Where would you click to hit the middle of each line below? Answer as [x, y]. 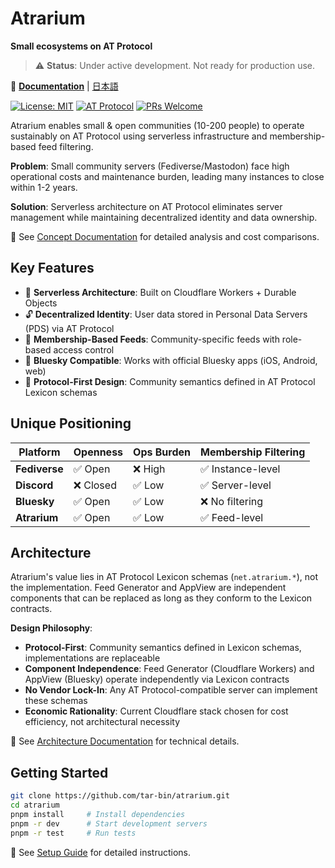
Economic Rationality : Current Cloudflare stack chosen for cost [156, 711]
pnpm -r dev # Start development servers [109, 823]
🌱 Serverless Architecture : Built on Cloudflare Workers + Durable [160, 292]
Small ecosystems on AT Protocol [81, 46]
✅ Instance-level [240, 469]
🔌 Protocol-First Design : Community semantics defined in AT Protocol [170, 381]
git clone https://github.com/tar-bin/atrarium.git [120, 796]
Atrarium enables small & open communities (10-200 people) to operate [157, 125]
